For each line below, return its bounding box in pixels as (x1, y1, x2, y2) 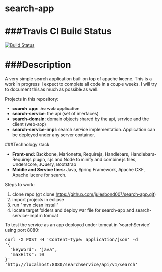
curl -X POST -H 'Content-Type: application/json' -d (5, 237, 138, 243)
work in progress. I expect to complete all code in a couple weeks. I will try (5, 81, 157, 87)
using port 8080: (5, 227, 40, 233)
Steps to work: (5, 182, 35, 188)
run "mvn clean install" (12, 202, 59, 208)
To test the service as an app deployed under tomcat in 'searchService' (5, 222, 151, 228)
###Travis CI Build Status (5, 26, 112, 37)
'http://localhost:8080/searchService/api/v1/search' (5, 262, 138, 268)
